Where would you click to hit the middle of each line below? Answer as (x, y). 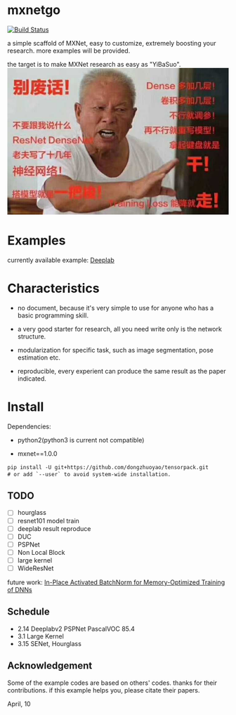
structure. (32, 336)
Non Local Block (41, 552)
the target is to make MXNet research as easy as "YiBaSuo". (94, 64)
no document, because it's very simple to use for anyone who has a (116, 308)
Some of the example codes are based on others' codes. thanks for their (112, 683)
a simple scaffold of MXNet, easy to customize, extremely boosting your (112, 43)
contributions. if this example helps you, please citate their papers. (104, 690)
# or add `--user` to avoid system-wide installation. (89, 474)
